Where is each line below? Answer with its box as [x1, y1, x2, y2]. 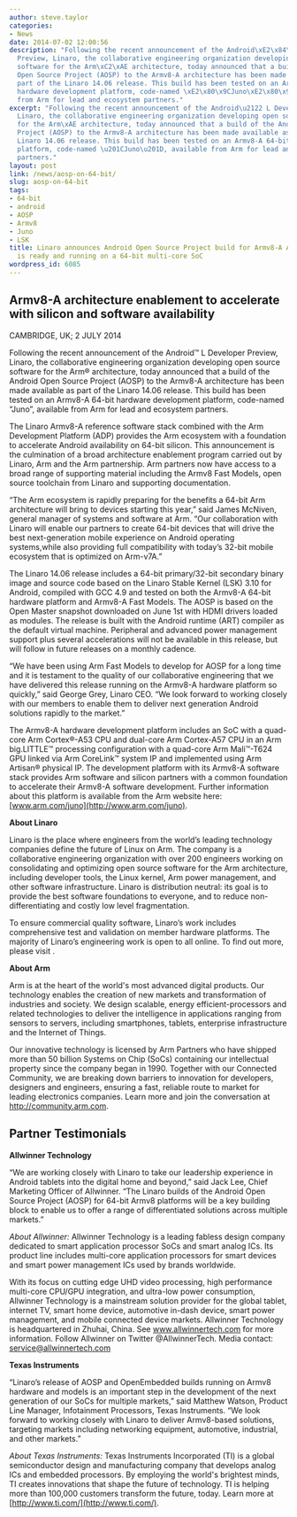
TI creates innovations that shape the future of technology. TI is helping [9, 1478, 270, 1489]
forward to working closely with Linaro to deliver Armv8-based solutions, [9, 1414, 275, 1425]
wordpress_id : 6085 [9, 260, 81, 269]
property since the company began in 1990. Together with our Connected [9, 1063, 277, 1073]
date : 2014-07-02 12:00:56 [9, 37, 109, 47]
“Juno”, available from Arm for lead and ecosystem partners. [9, 404, 229, 414]
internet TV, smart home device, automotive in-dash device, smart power [9, 1304, 276, 1315]
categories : [9, 21, 53, 30]
